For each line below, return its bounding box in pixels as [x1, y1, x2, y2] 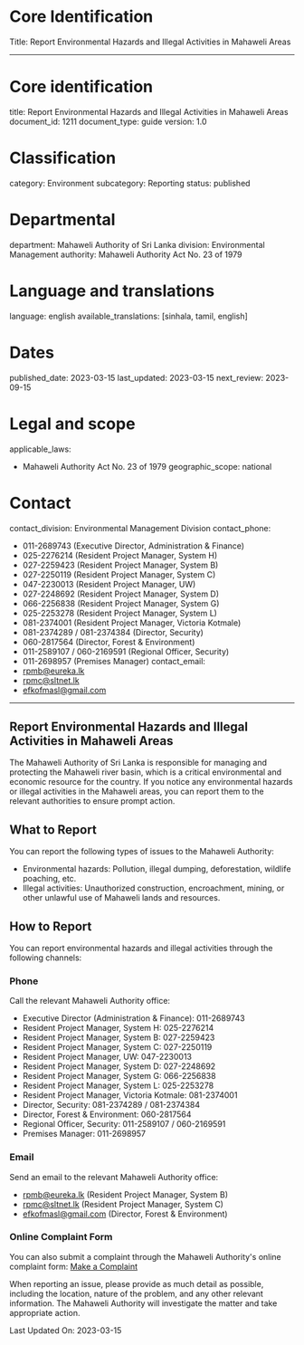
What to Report [9, 822, 97, 837]
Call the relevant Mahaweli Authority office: [9, 996, 170, 1006]
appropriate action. [9, 1307, 81, 1318]
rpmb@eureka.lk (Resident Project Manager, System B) [22, 1188, 229, 1200]
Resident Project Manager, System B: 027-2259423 [22, 1032, 215, 1043]
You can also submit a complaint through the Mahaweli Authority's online [9, 1251, 282, 1262]
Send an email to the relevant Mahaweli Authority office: [9, 1171, 219, 1182]
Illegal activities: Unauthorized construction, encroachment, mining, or [22, 882, 285, 893]
